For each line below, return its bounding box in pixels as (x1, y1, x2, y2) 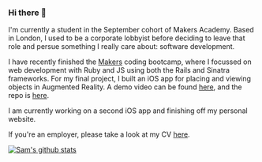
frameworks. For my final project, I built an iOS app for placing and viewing (8, 74, 251, 84)
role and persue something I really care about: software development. (8, 42, 235, 51)
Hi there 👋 (8, 7, 47, 18)
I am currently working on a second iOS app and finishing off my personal (8, 106, 248, 115)
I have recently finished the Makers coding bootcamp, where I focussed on (8, 57, 253, 66)
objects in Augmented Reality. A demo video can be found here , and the (8, 82, 242, 92)
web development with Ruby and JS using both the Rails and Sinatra (8, 66, 230, 75)
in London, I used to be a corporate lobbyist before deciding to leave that (8, 33, 246, 43)
